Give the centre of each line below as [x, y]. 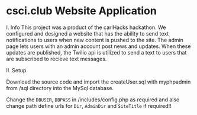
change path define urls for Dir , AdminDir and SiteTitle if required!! [89, 106]
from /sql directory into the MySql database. [60, 88]
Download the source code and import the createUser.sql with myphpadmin [98, 82]
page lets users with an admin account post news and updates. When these [98, 46]
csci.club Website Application [81, 11]
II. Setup [16, 70]
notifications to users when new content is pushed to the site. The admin [95, 40]
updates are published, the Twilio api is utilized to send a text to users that [96, 52]
